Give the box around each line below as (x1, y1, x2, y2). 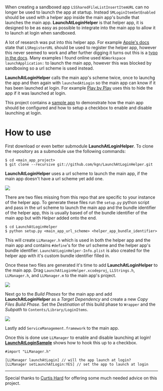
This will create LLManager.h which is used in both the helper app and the (5, 237, 151, 243)
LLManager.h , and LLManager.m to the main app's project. (5, 272, 116, 278)
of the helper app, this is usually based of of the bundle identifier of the (5, 209, 147, 216)
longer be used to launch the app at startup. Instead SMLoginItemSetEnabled (5, 9, 156, 15)
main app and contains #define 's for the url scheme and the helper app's (5, 242, 151, 248)
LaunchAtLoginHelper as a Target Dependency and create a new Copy (5, 296, 148, 302)
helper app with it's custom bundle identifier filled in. (5, 253, 110, 259)
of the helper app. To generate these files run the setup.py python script (5, 199, 149, 205)
